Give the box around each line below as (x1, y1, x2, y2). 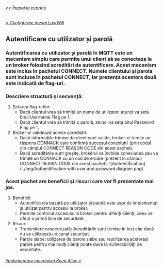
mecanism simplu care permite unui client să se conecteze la (5, 55, 152, 62)
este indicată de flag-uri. (5, 80, 65, 86)
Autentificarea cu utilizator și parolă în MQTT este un (5, 50, 133, 56)
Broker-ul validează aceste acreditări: (12, 130, 88, 135)
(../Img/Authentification (19, 166, 66, 172)
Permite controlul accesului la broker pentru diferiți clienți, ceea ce (19, 210, 153, 217)
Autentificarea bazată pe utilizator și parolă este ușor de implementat (19, 200, 158, 206)
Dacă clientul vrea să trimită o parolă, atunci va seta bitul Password (19, 119, 154, 125)
